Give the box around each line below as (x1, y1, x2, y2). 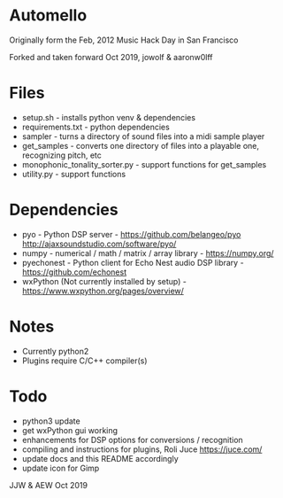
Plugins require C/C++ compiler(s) (21, 355, 148, 366)
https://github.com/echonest (21, 267, 126, 277)
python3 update (21, 416, 81, 426)
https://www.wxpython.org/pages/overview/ (21, 285, 184, 296)
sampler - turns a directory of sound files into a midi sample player (21, 130, 265, 142)
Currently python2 (21, 346, 89, 356)
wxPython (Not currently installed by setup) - (21, 276, 187, 286)
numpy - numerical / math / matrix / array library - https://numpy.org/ (21, 247, 274, 258)
